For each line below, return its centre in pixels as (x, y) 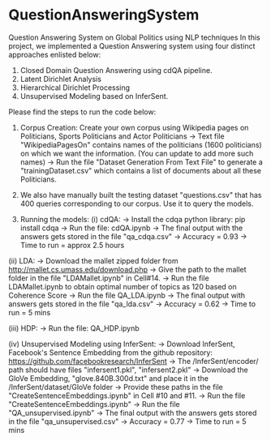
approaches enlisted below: (55, 54)
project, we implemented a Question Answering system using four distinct (132, 45)
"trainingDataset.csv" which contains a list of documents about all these (141, 170)
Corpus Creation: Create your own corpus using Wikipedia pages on (134, 127)
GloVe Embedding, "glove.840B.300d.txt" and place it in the (109, 378)
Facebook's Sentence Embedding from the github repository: (111, 352)
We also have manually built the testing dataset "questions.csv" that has (141, 195)
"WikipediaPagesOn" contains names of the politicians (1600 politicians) (141, 144)
